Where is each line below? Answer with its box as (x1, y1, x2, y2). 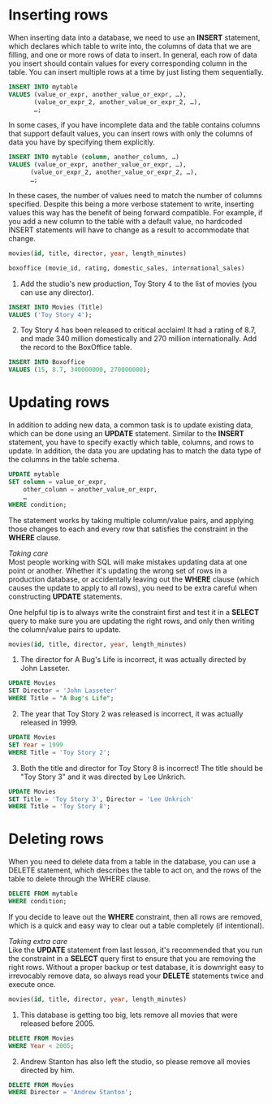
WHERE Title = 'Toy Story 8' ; (8, 803, 111, 811)
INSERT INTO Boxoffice (8, 358, 85, 366)
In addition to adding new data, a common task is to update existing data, (8, 420, 253, 430)
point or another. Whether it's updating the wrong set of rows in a (8, 565, 227, 575)
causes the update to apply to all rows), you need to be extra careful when (8, 582, 257, 592)
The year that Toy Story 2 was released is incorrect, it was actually (19, 709, 244, 718)
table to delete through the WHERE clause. (8, 874, 151, 884)
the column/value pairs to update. (8, 624, 122, 634)
